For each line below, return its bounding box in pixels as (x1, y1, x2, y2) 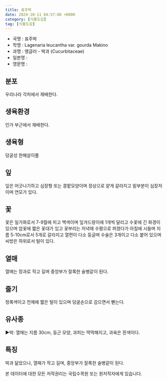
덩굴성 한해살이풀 (5, 152, 39, 158)
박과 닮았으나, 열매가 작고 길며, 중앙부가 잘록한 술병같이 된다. (5, 360, 125, 366)
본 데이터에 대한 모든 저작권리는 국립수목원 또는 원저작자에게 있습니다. (5, 370, 142, 376)
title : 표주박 (5, 7, 32, 13)
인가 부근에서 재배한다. (5, 122, 50, 128)
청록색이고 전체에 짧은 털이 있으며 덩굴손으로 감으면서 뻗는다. (5, 299, 125, 305)
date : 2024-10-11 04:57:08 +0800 (5, 12, 75, 17)
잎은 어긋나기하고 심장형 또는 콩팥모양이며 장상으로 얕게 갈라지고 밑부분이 (5, 182, 149, 188)
